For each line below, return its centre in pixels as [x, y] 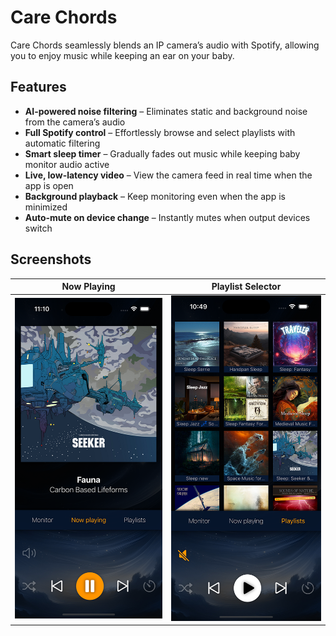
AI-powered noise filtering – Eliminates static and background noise [166, 111]
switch [38, 228]
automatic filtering [62, 143]
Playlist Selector [246, 287]
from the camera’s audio [75, 122]
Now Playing [88, 287]
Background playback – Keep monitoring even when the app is [155, 196]
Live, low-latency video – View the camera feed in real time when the [168, 175]
